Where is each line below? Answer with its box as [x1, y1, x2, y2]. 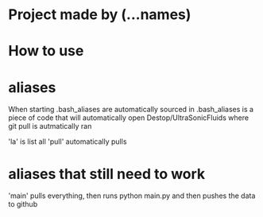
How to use [8, 42, 84, 60]
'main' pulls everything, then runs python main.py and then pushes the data [8, 191, 256, 200]
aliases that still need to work [8, 165, 206, 183]
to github [8, 200, 38, 209]
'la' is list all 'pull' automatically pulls [8, 137, 127, 146]
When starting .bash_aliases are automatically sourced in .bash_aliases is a [8, 105, 254, 114]
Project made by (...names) [8, 6, 191, 24]
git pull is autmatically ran [8, 122, 92, 131]
